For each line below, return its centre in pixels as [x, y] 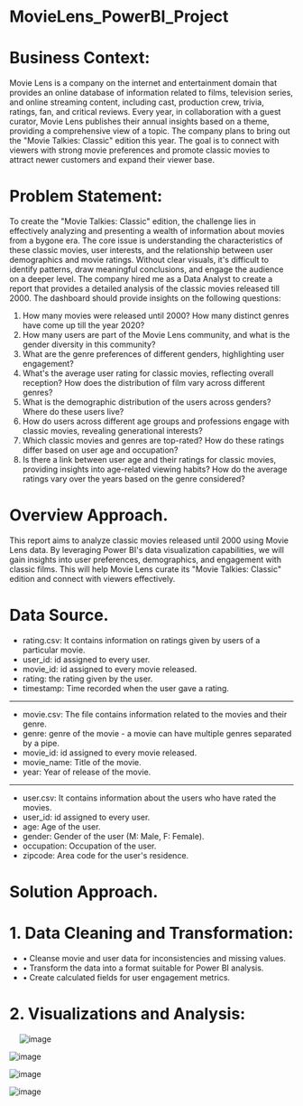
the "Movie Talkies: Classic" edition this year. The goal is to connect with [144, 141]
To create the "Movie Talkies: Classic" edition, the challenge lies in [133, 221]
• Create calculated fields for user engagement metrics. [126, 978]
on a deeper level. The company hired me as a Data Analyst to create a [141, 279]
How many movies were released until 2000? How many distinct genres [156, 316]
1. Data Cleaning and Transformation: [151, 933]
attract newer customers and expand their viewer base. [112, 160]
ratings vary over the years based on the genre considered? [133, 479]
